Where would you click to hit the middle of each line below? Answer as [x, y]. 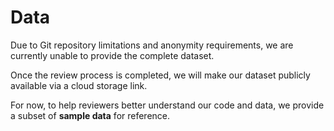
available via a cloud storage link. [79, 85]
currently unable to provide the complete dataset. [112, 55]
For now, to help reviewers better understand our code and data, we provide [167, 105]
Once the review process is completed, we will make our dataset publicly [160, 75]
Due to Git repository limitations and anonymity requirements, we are [152, 45]
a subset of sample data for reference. [90, 115]
